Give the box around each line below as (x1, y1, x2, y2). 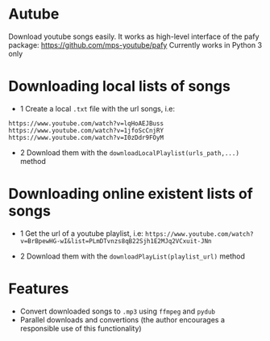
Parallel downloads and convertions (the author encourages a (19, 314, 226, 324)
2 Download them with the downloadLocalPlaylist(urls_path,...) (19, 147, 240, 158)
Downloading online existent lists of (8, 185, 254, 203)
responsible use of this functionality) (19, 323, 143, 333)
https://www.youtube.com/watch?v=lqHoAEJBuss (8, 119, 164, 128)
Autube (8, 5, 60, 23)
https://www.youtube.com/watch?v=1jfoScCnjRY (8, 126, 164, 134)
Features (8, 280, 69, 297)
